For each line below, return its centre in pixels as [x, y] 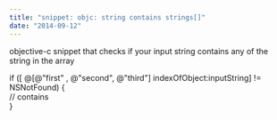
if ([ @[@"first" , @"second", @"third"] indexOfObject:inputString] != [135, 77]
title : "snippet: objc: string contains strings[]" [107, 17]
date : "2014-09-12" [46, 26]
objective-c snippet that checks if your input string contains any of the [139, 51]
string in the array [42, 60]
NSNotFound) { [37, 87]
